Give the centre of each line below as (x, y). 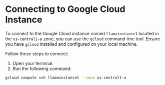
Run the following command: (42, 69)
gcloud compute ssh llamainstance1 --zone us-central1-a (66, 78)
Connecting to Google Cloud (65, 9)
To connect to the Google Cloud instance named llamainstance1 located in (82, 33)
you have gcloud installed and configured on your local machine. (71, 44)
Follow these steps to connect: (37, 54)
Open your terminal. (33, 63)
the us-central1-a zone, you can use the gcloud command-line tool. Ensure (83, 39)
